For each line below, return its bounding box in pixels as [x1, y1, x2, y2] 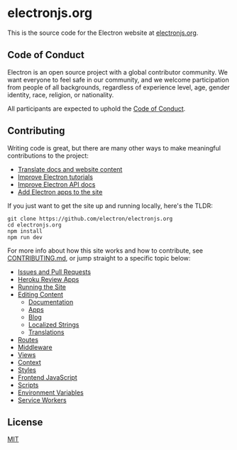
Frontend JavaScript [17, 373, 77, 381]
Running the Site [17, 282, 66, 291]
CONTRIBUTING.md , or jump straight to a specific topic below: [7, 253, 191, 262]
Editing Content [17, 290, 64, 299]
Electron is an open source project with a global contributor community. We [7, 67, 228, 76]
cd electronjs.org [7, 221, 62, 229]
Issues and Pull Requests [17, 268, 91, 276]
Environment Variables [17, 388, 84, 397]
